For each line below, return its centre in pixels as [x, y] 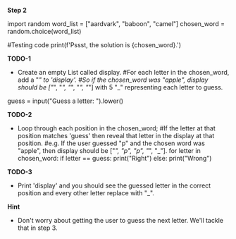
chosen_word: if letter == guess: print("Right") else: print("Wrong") [114, 158]
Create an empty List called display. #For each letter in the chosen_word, [123, 72]
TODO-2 [20, 115]
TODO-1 [19, 59]
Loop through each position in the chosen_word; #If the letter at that [117, 128]
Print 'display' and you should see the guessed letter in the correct [114, 185]
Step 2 [17, 10]
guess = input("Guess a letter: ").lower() [66, 101]
